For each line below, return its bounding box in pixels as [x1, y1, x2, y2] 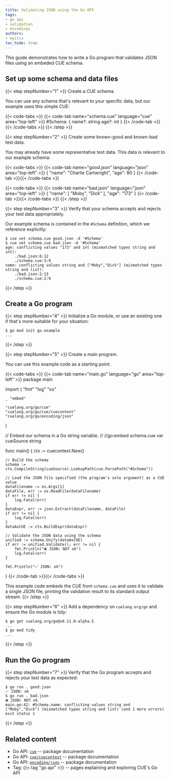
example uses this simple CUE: [5, 103, 70, 109]
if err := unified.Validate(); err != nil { [5, 542, 101, 547]
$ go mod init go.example [5, 328, 60, 333]
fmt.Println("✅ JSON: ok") [5, 564, 63, 569]
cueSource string [5, 438, 42, 444]
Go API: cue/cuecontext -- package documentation [12, 754, 119, 760]
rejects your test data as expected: [5, 675, 78, 681]
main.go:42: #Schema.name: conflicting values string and [5, 702, 130, 707]
